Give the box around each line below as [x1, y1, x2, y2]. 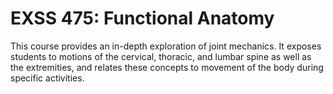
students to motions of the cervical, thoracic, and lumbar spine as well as [10, 50, 312, 62]
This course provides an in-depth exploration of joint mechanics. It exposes [10, 40, 322, 52]
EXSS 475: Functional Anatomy [10, 7, 275, 30]
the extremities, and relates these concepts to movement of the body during [10, 61, 324, 73]
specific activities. [10, 72, 85, 84]
